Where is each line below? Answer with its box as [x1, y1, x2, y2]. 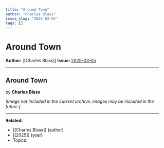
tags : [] [5, 20, 23, 26]
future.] [5, 104, 21, 109]
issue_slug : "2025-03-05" [5, 16, 58, 21]
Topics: [12, 137, 28, 143]
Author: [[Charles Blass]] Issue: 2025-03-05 [5, 58, 96, 64]
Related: [5, 117, 23, 123]
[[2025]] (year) [12, 132, 43, 138]
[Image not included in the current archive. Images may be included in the [5, 99, 154, 104]
